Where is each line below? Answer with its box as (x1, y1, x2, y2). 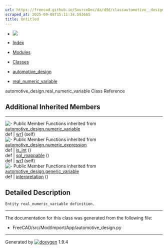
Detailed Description (5, 188, 71, 196)
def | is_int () (5, 147, 31, 153)
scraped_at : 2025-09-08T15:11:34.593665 (5, 12, 91, 17)
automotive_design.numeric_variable (5, 126, 80, 132)
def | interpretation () (5, 173, 48, 180)
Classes (12, 59, 29, 65)
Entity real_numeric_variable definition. (5, 201, 95, 206)
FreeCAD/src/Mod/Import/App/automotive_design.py (12, 224, 121, 230)
